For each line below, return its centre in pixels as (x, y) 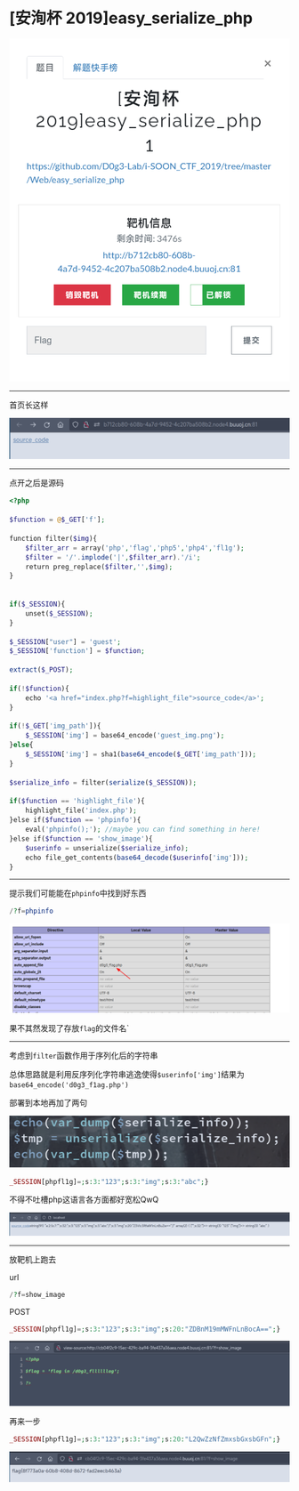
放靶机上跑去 (32, 1259)
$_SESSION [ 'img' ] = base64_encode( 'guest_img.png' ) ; (125, 736)
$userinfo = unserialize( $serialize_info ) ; (107, 848)
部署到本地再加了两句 (48, 1103)
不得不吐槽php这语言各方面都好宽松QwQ (84, 1200)
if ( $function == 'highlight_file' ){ (77, 802)
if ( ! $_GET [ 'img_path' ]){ (55, 726)
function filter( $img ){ (53, 538)
